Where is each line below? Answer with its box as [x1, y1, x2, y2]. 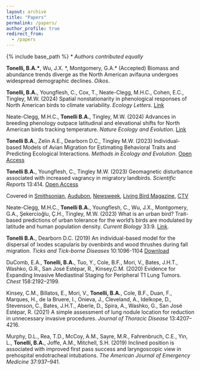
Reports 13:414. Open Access [6, 181, 79, 188]
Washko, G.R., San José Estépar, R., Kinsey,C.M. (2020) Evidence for [6, 265, 176, 272]
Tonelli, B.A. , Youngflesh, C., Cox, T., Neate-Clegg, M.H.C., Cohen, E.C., [6, 89, 184, 96]
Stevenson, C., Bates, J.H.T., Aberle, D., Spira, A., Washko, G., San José [6, 302, 183, 309]
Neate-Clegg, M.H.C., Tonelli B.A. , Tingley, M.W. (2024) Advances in [6, 113, 176, 120]
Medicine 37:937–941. [6, 358, 60, 365]
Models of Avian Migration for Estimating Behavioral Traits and [23, 144, 176, 151]
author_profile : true [6, 25, 60, 32]
